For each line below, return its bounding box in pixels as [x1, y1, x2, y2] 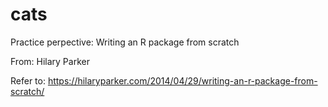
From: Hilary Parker [10, 55, 90, 67]
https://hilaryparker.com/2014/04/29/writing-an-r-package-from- [47, 74, 318, 87]
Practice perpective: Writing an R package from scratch [10, 36, 240, 48]
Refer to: [10, 74, 46, 87]
